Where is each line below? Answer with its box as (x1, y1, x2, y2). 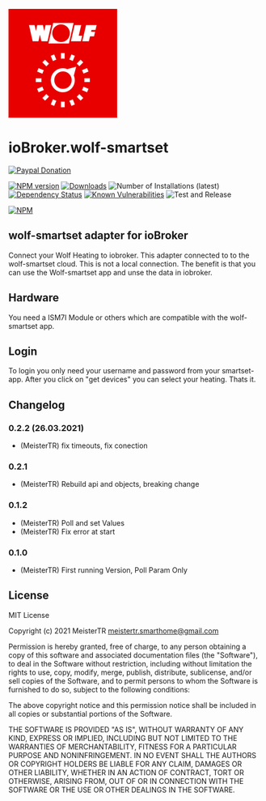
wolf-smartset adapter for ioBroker (8, 228, 188, 243)
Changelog (8, 398, 65, 411)
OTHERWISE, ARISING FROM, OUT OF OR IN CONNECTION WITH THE (8, 776, 244, 786)
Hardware (8, 291, 59, 305)
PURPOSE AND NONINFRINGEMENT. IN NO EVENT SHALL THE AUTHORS (8, 750, 257, 760)
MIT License (8, 610, 50, 620)
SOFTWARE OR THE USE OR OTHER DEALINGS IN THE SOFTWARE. (8, 785, 235, 795)
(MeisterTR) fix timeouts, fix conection (19, 441, 148, 450)
